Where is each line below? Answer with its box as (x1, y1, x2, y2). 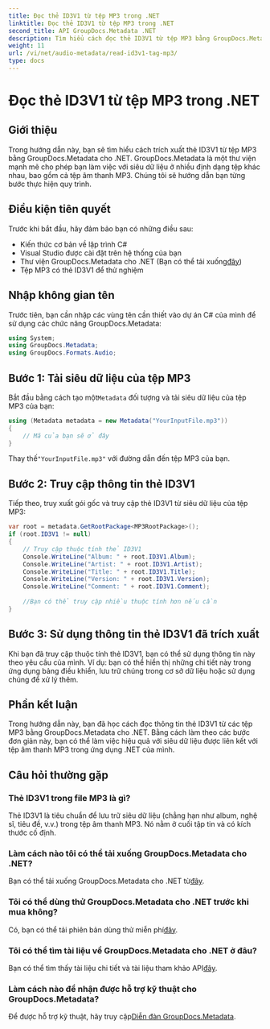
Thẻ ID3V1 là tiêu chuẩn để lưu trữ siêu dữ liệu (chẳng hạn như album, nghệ (8, 811, 258, 820)
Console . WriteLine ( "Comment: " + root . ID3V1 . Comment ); (22, 583, 211, 591)
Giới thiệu (8, 123, 58, 137)
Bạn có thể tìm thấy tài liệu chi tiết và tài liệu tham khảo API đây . (8, 963, 218, 973)
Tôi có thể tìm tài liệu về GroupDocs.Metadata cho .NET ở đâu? (8, 944, 257, 956)
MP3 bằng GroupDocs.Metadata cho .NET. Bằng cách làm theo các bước (8, 728, 251, 737)
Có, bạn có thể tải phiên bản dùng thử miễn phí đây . (8, 924, 178, 935)
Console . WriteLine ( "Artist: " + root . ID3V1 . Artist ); (22, 560, 203, 568)
